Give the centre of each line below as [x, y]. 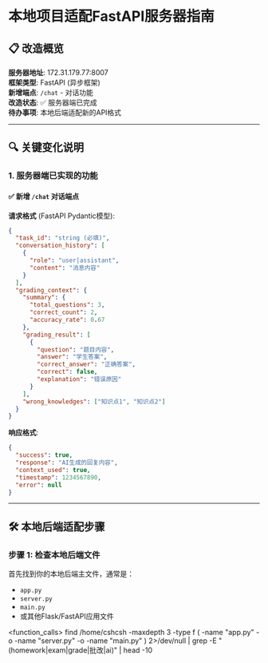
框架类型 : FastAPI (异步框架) [55, 82]
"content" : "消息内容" [65, 268]
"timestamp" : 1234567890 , [59, 477]
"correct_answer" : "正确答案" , [87, 364]
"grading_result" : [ [57, 335]
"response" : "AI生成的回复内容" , [67, 463]
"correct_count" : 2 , [63, 312]
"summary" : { [44, 298]
